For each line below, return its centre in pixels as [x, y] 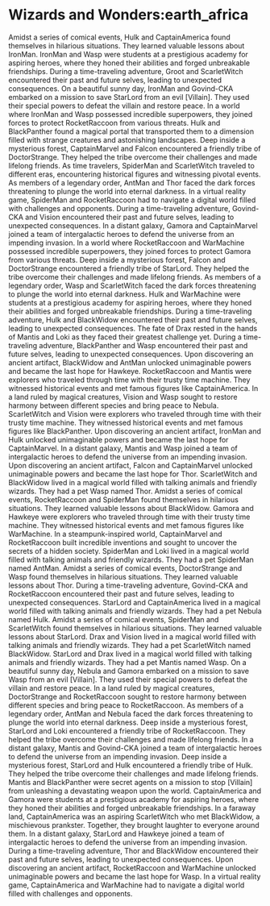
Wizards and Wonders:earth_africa [129, 15]
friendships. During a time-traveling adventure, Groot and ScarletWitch [126, 71]
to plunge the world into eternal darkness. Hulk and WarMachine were [125, 294]
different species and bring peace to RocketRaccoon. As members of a [126, 705]
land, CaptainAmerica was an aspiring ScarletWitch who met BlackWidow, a [134, 817]
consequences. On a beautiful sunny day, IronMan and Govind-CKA [121, 88]
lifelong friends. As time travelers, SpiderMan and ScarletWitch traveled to [132, 165]
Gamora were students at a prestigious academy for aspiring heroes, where [134, 799]
